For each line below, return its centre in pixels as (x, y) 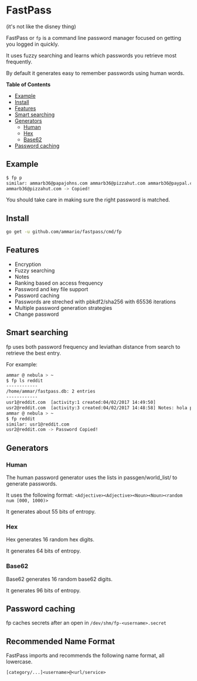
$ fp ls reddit (25, 380)
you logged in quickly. (33, 44)
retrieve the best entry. (34, 353)
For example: (22, 364)
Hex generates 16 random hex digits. (50, 540)
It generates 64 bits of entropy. (43, 551)
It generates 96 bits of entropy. (43, 590)
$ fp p (14, 178)
